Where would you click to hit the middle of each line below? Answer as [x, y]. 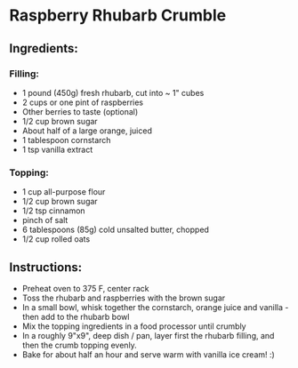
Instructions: [46, 267]
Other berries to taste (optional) [80, 111]
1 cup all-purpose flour [64, 192]
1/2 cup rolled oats [56, 239]
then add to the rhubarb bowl [76, 316]
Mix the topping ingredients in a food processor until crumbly [134, 326]
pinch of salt [45, 220]
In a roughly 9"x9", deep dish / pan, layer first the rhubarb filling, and [148, 335]
